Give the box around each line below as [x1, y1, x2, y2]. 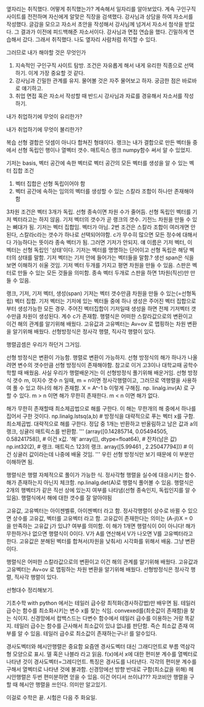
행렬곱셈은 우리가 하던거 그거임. [6, 341, 82, 348]
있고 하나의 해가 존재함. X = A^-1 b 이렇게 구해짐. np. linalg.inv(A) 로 [25, 384, 189, 392]
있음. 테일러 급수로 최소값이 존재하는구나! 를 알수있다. [30, 630, 157, 637]
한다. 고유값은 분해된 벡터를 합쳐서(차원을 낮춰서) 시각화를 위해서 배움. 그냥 [6, 537, 184, 545]
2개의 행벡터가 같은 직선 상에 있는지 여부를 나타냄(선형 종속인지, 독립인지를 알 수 [6, 487, 197, 493]
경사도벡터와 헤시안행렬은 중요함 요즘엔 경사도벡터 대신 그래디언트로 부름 [6, 643, 179, 650]
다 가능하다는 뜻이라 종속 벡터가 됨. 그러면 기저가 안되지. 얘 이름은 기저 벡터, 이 [6, 239, 193, 246]
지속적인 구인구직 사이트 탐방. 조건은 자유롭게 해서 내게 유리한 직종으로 [15, 62, 183, 69]
